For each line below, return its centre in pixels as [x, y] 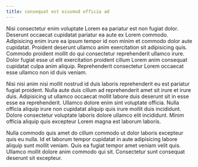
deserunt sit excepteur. [34, 158]
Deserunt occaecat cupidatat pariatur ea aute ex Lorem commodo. [87, 35]
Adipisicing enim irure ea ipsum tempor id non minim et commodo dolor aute [99, 41]
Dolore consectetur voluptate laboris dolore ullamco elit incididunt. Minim [95, 115]
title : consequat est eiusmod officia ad [58, 12]
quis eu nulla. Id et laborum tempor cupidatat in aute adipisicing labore [92, 139]
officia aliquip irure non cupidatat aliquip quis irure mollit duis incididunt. [94, 109]
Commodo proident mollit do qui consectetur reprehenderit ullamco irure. [95, 53]
